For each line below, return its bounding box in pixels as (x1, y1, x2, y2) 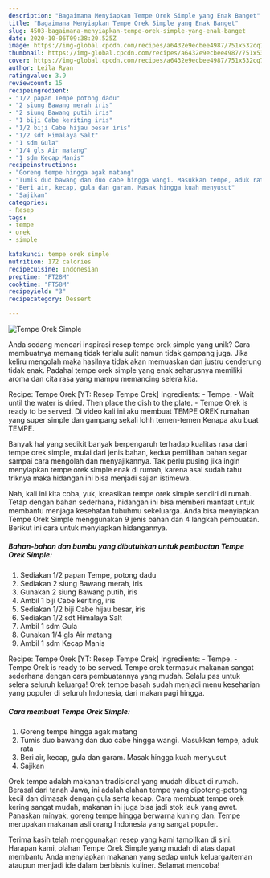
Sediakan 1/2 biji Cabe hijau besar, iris (19, 604, 146, 614)
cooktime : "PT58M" (8, 280, 70, 288)
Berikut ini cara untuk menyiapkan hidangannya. (8, 523, 168, 533)
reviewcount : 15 (8, 79, 63, 87)
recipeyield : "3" (8, 288, 67, 296)
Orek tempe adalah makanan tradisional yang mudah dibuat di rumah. (8, 776, 239, 786)
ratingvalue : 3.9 (8, 71, 67, 80)
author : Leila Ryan (8, 64, 74, 72)
